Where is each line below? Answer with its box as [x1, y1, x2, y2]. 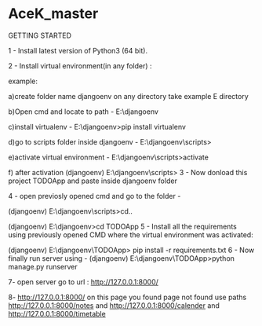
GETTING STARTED [8, 31, 72, 40]
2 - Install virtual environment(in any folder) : [8, 60, 152, 71]
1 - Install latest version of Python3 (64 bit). [8, 46, 147, 55]
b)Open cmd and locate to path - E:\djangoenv [8, 107, 159, 116]
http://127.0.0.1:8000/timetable [8, 309, 106, 318]
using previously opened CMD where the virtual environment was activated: [8, 229, 253, 240]
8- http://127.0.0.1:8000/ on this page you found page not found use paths [8, 292, 247, 302]
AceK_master [8, 5, 99, 23]
